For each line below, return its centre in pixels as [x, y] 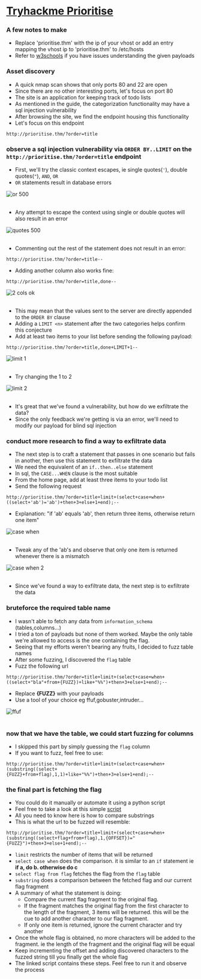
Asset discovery [31, 72]
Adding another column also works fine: [64, 271]
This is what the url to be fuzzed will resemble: [73, 822]
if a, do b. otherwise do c [46, 868]
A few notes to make [37, 30]
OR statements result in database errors [63, 182]
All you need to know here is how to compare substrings [85, 816]
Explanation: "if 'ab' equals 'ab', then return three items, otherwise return [105, 514]
